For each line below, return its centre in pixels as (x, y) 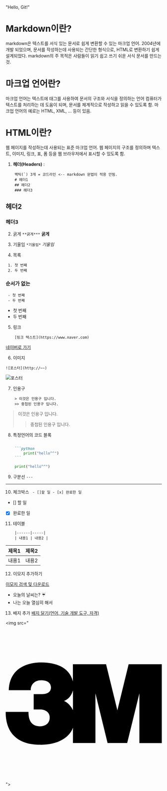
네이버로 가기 (18, 347)
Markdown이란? (39, 29)
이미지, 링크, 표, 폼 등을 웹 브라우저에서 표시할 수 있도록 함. (69, 154)
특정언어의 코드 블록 (32, 435)
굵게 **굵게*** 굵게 (31, 234)
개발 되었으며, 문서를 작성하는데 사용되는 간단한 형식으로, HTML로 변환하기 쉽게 (83, 50)
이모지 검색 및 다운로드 (28, 584)
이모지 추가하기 (28, 574)
